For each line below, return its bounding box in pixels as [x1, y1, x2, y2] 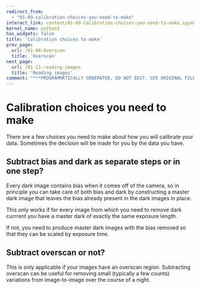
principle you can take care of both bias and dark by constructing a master [6, 188, 189, 195]
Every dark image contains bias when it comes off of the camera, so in [6, 182, 180, 189]
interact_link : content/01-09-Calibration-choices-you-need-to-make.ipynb [6, 20, 196, 26]
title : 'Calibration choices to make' [6, 36, 102, 42]
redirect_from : [6, 8, 44, 15]
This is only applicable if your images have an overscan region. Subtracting [6, 263, 190, 271]
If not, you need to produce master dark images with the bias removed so [6, 224, 186, 231]
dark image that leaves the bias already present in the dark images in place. [6, 194, 192, 201]
